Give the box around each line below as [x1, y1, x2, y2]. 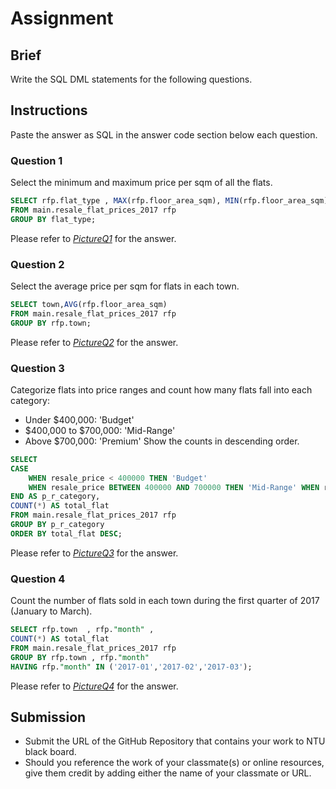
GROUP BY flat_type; [10, 214, 97, 224]
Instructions [10, 102, 88, 119]
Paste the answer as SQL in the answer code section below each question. [10, 128, 318, 141]
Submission [10, 708, 87, 726]
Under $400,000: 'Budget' [24, 413, 135, 426]
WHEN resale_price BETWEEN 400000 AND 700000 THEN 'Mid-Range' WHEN [28, 482, 320, 492]
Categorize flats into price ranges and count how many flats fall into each [10, 383, 313, 396]
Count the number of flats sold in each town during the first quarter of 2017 [10, 595, 320, 607]
